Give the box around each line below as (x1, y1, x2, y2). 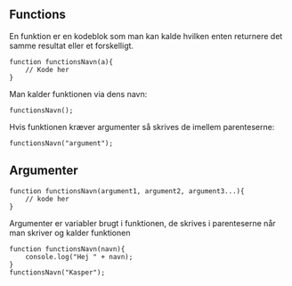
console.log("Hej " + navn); (25, 252, 134, 261)
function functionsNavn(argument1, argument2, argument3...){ (9, 186, 245, 195)
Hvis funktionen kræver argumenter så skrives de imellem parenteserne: (9, 121, 275, 132)
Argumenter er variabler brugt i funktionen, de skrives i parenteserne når (9, 217, 276, 228)
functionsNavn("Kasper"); (9, 267, 105, 277)
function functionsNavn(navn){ (9, 244, 126, 253)
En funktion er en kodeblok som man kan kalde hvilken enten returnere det (9, 30, 283, 41)
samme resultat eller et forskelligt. (9, 40, 134, 51)
